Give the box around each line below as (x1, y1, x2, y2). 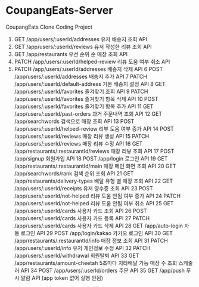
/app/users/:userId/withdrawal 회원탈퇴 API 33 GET (14, 252, 139, 259)
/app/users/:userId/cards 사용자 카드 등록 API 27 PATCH (14, 214, 150, 221)
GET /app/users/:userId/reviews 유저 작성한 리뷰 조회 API (14, 43, 152, 50)
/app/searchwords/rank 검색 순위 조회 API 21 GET (14, 169, 134, 177)
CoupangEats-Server (5, 4, 113, 17)
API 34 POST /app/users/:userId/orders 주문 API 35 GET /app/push (20, 267, 185, 274)
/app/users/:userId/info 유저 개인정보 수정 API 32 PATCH (14, 244, 150, 251)
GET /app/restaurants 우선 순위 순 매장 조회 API (14, 50, 128, 57)
